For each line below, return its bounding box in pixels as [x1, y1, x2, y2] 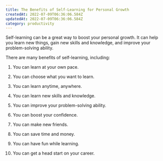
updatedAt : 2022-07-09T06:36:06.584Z [5, 16, 83, 21]
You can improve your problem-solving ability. [12, 102, 106, 109]
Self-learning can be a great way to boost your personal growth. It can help [5, 35, 159, 40]
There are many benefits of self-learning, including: [5, 55, 110, 61]
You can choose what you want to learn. [12, 74, 95, 80]
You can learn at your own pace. [12, 64, 79, 70]
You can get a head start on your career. [12, 150, 95, 156]
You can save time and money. [12, 131, 75, 137]
